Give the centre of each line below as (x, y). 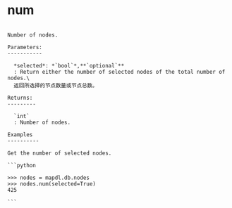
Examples (20, 135)
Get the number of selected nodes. (60, 153)
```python (22, 165)
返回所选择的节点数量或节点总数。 (56, 85)
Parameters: (25, 47)
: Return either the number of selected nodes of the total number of (120, 72)
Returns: (20, 98)
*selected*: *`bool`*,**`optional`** (69, 65)
